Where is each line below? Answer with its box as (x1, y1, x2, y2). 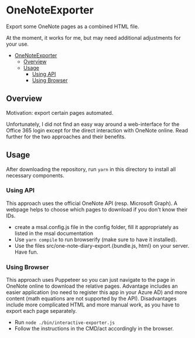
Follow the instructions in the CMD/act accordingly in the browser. (14, 325, 174, 332)
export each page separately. (6, 308, 77, 315)
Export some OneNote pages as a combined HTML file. (6, 23, 139, 30)
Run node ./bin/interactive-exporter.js (14, 319, 115, 326)
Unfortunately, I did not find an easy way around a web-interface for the (6, 121, 180, 128)
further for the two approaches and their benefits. (6, 133, 126, 140)
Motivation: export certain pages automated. (6, 109, 114, 116)
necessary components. (6, 172, 64, 179)
